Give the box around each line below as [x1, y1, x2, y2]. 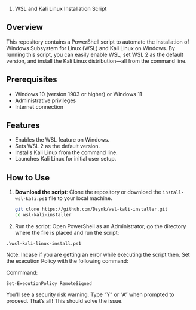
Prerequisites [6, 75, 57, 85]
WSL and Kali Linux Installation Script [14, 5, 107, 12]
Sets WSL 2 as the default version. [14, 143, 100, 150]
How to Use [6, 173, 50, 183]
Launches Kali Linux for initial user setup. [14, 155, 117, 162]
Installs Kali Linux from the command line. [14, 149, 118, 156]
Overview [6, 22, 44, 32]
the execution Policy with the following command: [6, 257, 128, 265]
